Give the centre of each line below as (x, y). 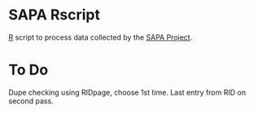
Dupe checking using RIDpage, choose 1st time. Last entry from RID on (127, 92)
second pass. (31, 101)
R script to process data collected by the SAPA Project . (101, 37)
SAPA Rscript (54, 15)
